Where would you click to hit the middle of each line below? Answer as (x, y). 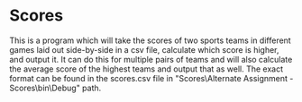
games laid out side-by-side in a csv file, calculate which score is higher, (144, 49)
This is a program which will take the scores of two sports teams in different (150, 40)
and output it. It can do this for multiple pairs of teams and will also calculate (151, 59)
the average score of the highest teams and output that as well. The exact (146, 69)
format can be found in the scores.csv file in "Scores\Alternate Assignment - (151, 78)
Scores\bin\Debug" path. (55, 88)
